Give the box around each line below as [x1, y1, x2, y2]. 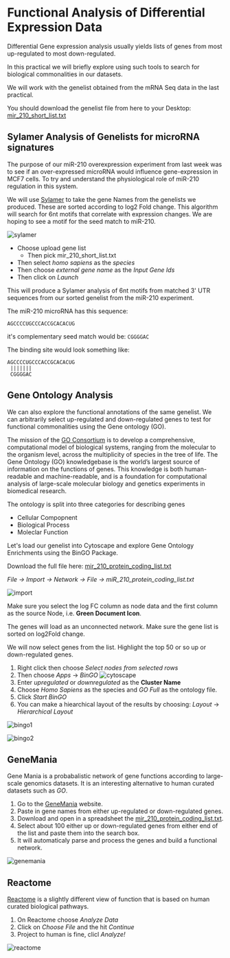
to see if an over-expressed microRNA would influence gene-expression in [7, 167, 218, 176]
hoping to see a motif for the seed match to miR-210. [7, 217, 156, 225]
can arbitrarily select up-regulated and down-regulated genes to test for [7, 415, 211, 423]
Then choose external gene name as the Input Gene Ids [16, 266, 175, 274]
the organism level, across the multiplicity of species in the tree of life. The [7, 450, 218, 458]
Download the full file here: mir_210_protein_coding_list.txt [7, 562, 172, 570]
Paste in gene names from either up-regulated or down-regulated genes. [16, 807, 223, 815]
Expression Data [7, 19, 103, 35]
